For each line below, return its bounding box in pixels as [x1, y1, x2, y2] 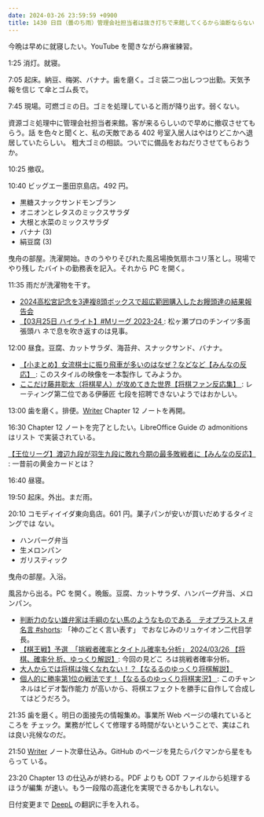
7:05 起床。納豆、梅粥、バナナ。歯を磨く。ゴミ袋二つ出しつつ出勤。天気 [8, 75, 244, 84]
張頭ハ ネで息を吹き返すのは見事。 [19, 326, 132, 335]
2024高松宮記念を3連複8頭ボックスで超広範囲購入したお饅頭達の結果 [19, 296, 245, 306]
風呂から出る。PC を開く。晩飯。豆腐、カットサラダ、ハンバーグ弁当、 [8, 588, 240, 598]
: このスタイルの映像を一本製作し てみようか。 [35, 369, 186, 379]
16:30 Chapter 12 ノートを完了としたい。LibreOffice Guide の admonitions [8, 422, 248, 432]
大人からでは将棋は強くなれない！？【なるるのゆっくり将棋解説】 [19, 664, 233, 673]
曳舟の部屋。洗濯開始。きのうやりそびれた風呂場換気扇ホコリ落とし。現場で [8, 253, 256, 263]
